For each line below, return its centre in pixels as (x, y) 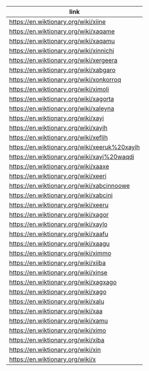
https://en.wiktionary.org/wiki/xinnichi (61, 51)
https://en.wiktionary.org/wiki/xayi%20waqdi (72, 157)
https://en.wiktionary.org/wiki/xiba (57, 340)
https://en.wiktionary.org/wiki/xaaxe (59, 167)
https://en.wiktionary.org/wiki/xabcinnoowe (69, 185)
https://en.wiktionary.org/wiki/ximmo (60, 253)
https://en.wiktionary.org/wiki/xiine (58, 22)
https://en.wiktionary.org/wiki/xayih (58, 128)
